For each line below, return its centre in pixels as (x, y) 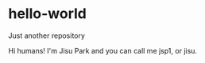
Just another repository (47, 35)
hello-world (48, 14)
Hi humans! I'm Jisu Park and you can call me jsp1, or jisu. (102, 50)
